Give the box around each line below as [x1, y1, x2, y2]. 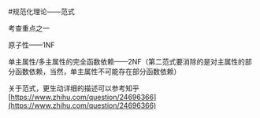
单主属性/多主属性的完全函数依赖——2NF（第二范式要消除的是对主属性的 [8, 57, 246, 66]
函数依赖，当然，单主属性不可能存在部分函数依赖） [14, 67, 181, 76]
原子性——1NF [8, 40, 55, 50]
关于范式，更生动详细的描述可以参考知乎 [8, 83, 139, 93]
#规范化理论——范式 [8, 7, 75, 16]
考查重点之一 [8, 24, 50, 33]
